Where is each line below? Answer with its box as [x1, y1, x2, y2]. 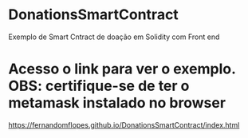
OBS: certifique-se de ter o [8, 77, 190, 95]
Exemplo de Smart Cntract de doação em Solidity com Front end [8, 32, 220, 41]
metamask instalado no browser [8, 94, 226, 112]
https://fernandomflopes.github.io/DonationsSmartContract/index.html [8, 120, 240, 129]
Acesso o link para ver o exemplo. [8, 60, 236, 78]
